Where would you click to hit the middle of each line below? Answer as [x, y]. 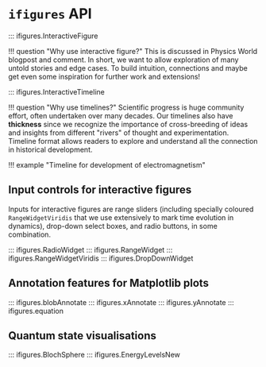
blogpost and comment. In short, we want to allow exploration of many [123, 60]
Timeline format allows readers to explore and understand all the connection [133, 141]
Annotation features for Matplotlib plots [108, 283]
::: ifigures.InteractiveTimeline [56, 91]
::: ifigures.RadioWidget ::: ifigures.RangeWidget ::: [91, 249]
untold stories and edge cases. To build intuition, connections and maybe [128, 68]
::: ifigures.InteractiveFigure [53, 36]
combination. [30, 234]
